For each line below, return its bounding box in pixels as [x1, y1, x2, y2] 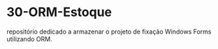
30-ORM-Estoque [6, 4, 112, 20]
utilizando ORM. [6, 34, 53, 43]
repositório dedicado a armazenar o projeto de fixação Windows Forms [6, 27, 212, 36]
